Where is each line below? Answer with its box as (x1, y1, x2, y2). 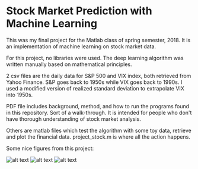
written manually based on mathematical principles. (6, 61, 132, 68)
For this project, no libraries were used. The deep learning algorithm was (6, 54, 184, 61)
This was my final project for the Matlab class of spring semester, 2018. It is (6, 36, 191, 43)
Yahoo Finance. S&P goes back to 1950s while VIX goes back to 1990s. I (6, 79, 183, 86)
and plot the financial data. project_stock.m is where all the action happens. (6, 133, 191, 140)
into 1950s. (6, 91, 33, 98)
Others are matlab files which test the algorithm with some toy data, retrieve (6, 127, 191, 134)
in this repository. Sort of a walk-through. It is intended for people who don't (6, 109, 192, 116)
